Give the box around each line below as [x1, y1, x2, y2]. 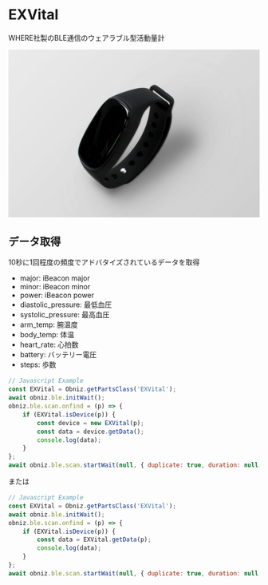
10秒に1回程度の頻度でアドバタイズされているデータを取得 [8, 257, 200, 267]
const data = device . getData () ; [37, 428, 145, 436]
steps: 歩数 [19, 360, 57, 369]
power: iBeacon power [19, 290, 94, 300]
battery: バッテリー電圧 [19, 350, 97, 360]
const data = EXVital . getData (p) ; [37, 535, 152, 544]
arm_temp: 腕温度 [19, 320, 78, 329]
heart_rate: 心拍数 [19, 340, 79, 349]
